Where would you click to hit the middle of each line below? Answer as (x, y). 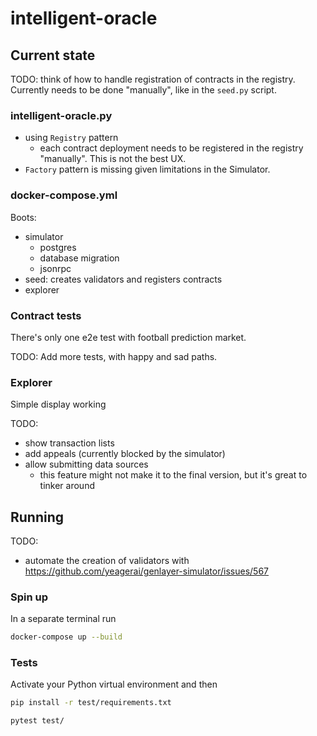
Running (37, 517)
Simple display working (58, 404)
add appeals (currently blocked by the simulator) (125, 454)
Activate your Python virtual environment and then (114, 684)
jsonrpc (55, 268)
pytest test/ (37, 721)
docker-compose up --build (66, 637)
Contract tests (46, 315)
